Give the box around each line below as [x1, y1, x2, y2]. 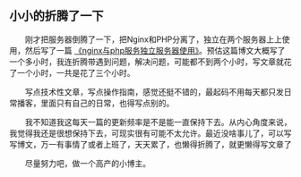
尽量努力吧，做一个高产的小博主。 [25, 157, 150, 168]
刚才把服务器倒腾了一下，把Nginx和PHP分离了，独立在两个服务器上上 [25, 34, 282, 45]
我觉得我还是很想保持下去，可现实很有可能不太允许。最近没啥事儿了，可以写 [9, 128, 292, 139]
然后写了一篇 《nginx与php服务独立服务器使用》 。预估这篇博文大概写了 [24, 45, 286, 55]
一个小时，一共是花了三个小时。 [16, 67, 135, 78]
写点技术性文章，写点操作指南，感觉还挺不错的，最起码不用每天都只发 [25, 86, 284, 97]
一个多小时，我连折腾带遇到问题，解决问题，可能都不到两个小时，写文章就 [9, 56, 284, 67]
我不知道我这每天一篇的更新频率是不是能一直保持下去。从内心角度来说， [25, 116, 292, 127]
